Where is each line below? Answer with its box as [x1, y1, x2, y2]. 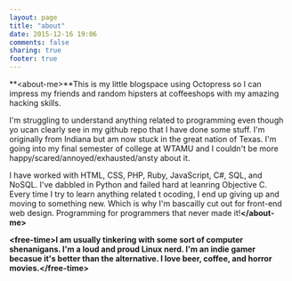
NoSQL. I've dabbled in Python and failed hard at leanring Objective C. [9, 180, 268, 189]
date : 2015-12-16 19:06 [9, 29, 98, 38]
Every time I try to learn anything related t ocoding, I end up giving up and [9, 189, 280, 199]
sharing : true [9, 46, 62, 55]
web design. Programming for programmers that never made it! [9, 208, 241, 218]
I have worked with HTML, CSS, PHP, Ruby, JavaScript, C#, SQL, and [9, 170, 263, 181]
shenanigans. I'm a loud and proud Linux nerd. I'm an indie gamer [9, 244, 256, 254]
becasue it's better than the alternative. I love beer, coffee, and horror [9, 253, 272, 263]
